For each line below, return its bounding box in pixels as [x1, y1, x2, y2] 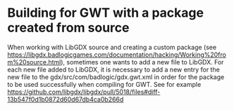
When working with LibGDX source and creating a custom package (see [7, 43, 217, 51]
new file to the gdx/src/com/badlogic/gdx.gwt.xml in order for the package [7, 72, 225, 81]
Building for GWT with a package [7, 5, 204, 21]
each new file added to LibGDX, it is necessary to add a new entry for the [7, 65, 220, 74]
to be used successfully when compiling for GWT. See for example [7, 80, 202, 88]
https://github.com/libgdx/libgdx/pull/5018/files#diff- [7, 88, 161, 96]
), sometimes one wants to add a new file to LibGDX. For [61, 57, 224, 66]
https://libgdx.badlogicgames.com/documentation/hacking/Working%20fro [7, 50, 227, 59]
